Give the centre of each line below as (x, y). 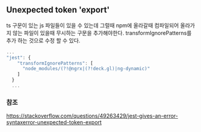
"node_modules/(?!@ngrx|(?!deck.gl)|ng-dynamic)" (86, 69)
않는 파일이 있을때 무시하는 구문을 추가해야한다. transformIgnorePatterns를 (102, 33)
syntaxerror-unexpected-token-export (54, 122)
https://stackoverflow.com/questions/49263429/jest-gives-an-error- (92, 116)
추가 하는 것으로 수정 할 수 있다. (43, 40)
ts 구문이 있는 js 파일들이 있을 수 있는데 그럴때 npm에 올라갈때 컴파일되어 (93, 25)
